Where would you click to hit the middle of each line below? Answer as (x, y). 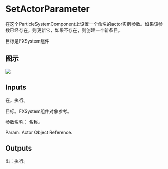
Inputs (16, 87)
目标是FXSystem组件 (27, 41)
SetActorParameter (48, 9)
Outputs (19, 148)
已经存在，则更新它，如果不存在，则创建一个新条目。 (66, 30)
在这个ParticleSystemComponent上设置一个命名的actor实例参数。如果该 (82, 24)
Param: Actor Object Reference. (39, 132)
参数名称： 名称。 (24, 122)
